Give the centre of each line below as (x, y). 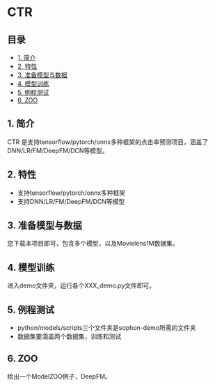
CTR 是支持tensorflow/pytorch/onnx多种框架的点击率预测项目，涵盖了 (108, 142)
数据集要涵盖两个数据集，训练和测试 (69, 337)
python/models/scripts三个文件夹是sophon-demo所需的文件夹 (106, 328)
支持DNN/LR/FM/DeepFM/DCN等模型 (71, 201)
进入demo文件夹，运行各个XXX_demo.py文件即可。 (81, 285)
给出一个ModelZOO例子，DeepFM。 (59, 376)
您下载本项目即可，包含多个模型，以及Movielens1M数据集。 (93, 244)
